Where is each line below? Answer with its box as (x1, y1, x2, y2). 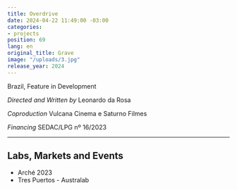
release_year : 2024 (7, 63, 65, 70)
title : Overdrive (7, 10, 59, 18)
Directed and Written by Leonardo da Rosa (7, 96, 131, 104)
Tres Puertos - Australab (17, 176, 90, 184)
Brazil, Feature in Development (7, 82, 97, 90)
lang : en (7, 43, 33, 50)
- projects (7, 30, 39, 37)
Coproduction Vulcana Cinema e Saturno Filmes (7, 109, 147, 118)
